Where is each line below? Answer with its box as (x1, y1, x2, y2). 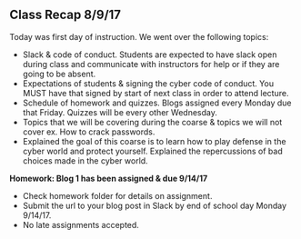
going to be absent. (22, 68, 96, 79)
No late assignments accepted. (22, 219, 139, 230)
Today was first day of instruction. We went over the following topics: (9, 31, 269, 42)
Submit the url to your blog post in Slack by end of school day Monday (22, 200, 287, 211)
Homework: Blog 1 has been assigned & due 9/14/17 (9, 173, 208, 184)
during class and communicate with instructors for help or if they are (22, 58, 280, 69)
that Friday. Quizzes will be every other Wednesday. (22, 106, 218, 117)
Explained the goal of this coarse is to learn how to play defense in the (22, 135, 286, 146)
